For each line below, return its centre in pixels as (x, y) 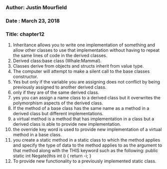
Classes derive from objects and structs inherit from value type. (78, 66)
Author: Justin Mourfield (36, 7)
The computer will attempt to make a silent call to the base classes (81, 72)
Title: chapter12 (25, 34)
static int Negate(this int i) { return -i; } (52, 156)
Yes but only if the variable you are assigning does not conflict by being (86, 82)
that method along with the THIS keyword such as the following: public (85, 151)
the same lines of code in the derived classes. (60, 56)
